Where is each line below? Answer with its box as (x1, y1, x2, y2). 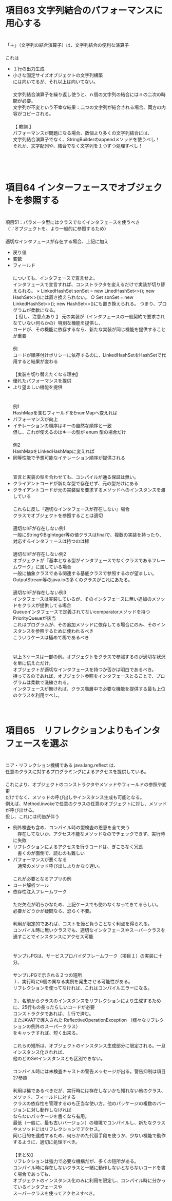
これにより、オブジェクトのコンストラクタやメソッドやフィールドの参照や (5, 781, 163, 787)
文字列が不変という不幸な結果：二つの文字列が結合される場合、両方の (12, 104, 162, 110)
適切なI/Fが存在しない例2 (12, 550, 67, 557)
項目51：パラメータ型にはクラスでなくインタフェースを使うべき (5, 219, 140, 225)
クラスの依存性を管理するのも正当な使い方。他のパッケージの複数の (12, 1100, 157, 1107)
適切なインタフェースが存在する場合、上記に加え (5, 238, 109, 244)
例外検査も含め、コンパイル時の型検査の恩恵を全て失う (12, 824, 130, 830)
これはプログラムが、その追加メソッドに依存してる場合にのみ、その (12, 621, 157, 627)
